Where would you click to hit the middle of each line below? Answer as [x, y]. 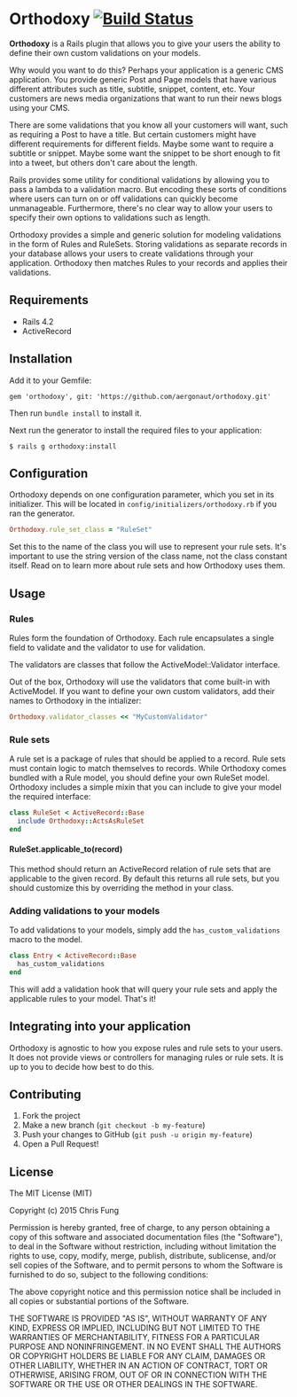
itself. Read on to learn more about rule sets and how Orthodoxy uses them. [147, 566]
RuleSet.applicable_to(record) [66, 849]
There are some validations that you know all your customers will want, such [148, 125]
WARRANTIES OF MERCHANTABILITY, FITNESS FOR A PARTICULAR [134, 1338]
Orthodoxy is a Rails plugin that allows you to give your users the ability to [145, 43]
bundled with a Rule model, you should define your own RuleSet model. [140, 778]
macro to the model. [46, 940]
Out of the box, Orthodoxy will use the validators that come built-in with [140, 682]
